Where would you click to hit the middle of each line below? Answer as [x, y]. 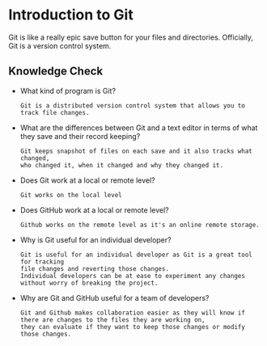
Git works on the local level [71, 195]
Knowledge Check [56, 72]
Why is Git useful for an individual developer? [95, 239]
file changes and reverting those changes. [95, 268]
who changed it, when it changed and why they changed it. [122, 165]
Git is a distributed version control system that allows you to [132, 105]
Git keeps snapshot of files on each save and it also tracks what [136, 151]
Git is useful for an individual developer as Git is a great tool [136, 255]
